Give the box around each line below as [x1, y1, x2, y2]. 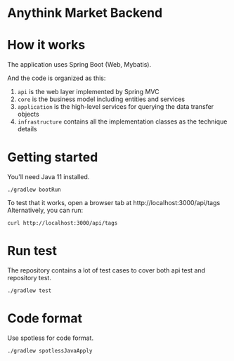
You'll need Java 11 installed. [7, 173, 90, 181]
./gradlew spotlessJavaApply [7, 347, 93, 354]
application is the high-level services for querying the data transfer [17, 103, 214, 111]
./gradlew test [7, 287, 52, 294]
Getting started [7, 150, 98, 166]
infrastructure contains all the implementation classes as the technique [17, 117, 228, 126]
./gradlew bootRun [7, 186, 61, 194]
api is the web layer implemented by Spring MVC [17, 88, 160, 96]
